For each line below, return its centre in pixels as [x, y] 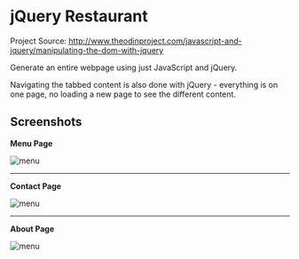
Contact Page [35, 186]
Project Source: [39, 41]
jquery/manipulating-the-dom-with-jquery [87, 50]
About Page [32, 229]
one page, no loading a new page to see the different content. [123, 94]
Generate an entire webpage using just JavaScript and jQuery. [124, 67]
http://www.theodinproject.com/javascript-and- [155, 41]
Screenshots [46, 122]
